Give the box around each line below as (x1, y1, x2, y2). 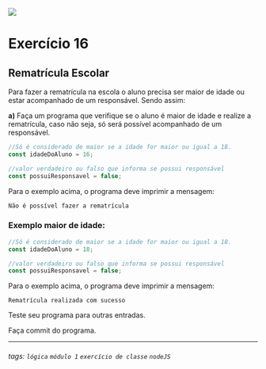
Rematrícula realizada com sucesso (8, 297, 126, 305)
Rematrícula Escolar (8, 66, 109, 79)
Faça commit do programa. (8, 325, 97, 336)
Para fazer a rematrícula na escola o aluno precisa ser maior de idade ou (8, 87, 245, 97)
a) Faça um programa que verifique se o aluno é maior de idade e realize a (8, 111, 252, 120)
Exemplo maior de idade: (8, 220, 105, 231)
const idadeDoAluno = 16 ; (8, 150, 93, 158)
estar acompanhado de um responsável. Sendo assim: (8, 96, 186, 105)
